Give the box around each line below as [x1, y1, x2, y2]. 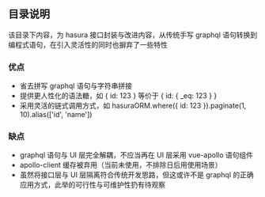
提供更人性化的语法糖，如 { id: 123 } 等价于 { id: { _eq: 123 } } [19, 91, 218, 100]
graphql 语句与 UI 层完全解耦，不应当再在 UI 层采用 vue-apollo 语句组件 [19, 150, 253, 160]
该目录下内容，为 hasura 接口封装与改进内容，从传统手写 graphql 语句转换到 [8, 30, 258, 40]
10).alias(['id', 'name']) [19, 110, 93, 119]
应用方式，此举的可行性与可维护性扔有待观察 [19, 180, 166, 190]
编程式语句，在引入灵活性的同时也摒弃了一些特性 [8, 40, 168, 49]
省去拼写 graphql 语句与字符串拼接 [19, 81, 133, 91]
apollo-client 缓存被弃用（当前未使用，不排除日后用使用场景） [19, 161, 222, 170]
